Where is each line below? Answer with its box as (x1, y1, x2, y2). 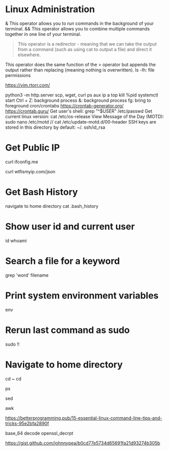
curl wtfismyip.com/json (5, 168, 56, 174)
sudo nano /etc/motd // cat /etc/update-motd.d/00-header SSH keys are (5, 119, 156, 125)
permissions (5, 72, 31, 78)
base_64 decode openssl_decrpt (5, 430, 73, 436)
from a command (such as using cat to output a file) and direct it (17, 46, 152, 52)
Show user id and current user (5, 221, 135, 232)
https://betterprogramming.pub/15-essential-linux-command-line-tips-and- (5, 415, 162, 421)
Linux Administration (5, 4, 95, 15)
